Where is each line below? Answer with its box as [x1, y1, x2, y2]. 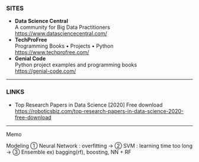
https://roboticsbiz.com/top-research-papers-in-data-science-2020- [14, 107, 184, 114]
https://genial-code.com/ [14, 68, 76, 75]
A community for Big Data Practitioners [14, 24, 111, 31]
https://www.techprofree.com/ [14, 49, 89, 56]
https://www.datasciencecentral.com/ [14, 30, 108, 37]
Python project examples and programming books [14, 61, 137, 68]
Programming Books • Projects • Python [14, 42, 114, 49]
